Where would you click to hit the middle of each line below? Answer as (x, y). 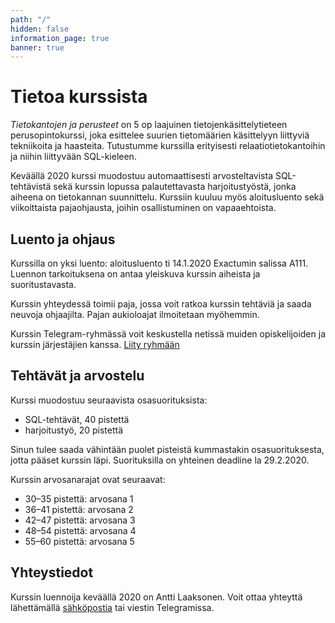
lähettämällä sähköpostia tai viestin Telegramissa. (112, 607)
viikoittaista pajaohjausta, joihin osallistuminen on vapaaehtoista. (143, 208)
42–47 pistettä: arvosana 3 (80, 520)
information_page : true (60, 38)
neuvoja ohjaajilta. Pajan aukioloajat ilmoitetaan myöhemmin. (135, 314)
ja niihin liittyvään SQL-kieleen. (73, 157)
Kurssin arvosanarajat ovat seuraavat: (88, 479)
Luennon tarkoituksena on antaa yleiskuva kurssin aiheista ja (135, 274)
